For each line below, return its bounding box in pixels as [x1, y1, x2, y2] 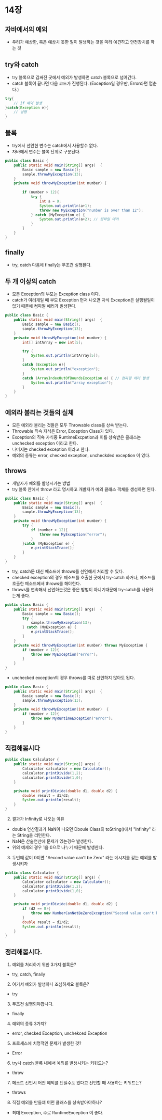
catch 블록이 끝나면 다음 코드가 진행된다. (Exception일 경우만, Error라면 [12, 80, 148, 86]
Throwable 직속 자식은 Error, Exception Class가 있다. [12, 428, 114, 434]
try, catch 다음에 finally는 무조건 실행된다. [12, 262, 92, 268]
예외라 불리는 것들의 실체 [5, 408, 74, 417]
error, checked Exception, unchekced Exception [12, 1030, 108, 1036]
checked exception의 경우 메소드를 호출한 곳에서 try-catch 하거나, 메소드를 [12, 574, 156, 580]
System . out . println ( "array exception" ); [30, 380, 113, 385]
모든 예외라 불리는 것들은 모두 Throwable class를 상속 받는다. [12, 422, 129, 428]
